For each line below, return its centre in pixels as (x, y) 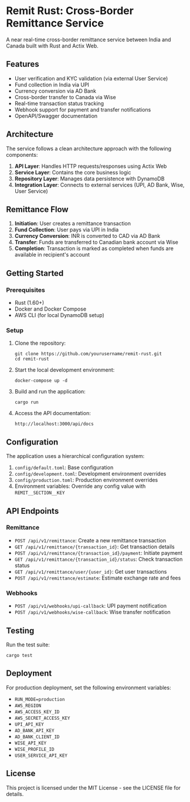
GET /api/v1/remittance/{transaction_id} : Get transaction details (94, 547)
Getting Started (35, 273)
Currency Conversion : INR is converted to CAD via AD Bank (87, 236)
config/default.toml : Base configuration (64, 467)
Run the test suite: (28, 645)
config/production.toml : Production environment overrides (86, 480)
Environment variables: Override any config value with (80, 486)
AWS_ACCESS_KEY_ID (37, 712)
